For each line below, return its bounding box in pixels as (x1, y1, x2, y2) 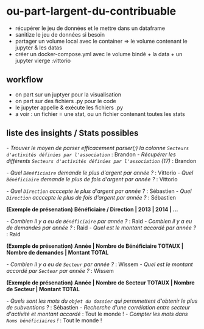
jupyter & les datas (15, 44, 62, 51)
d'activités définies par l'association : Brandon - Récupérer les (6, 151, 177, 158)
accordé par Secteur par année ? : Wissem (6, 267, 114, 274)
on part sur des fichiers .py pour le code (15, 97, 117, 104)
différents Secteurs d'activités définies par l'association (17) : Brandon (6, 157, 197, 164)
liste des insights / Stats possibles (6, 128, 139, 139)
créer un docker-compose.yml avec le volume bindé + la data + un (15, 50, 183, 57)
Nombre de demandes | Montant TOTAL (6, 248, 109, 256)
